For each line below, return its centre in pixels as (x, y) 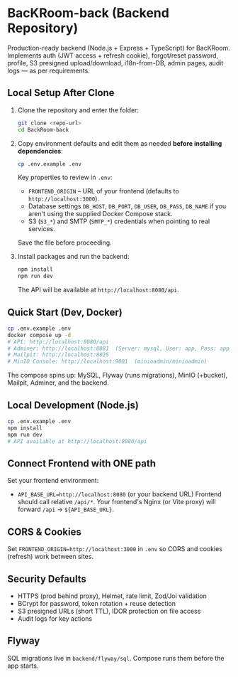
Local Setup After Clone (61, 93)
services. (41, 229)
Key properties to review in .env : (65, 177)
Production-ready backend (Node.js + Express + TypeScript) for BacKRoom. (119, 48)
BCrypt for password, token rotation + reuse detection (96, 603)
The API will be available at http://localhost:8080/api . (98, 290)
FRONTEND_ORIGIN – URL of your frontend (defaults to (103, 191)
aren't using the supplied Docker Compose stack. (100, 214)
